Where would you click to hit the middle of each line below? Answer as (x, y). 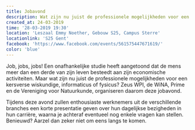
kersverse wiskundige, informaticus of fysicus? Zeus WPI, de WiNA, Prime (95, 85)
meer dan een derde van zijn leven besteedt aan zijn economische (86, 72)
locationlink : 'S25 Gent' (37, 38)
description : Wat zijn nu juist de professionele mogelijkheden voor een (98, 17)
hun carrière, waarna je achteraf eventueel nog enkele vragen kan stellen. (95, 114)
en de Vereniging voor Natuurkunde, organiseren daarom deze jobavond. (94, 90)
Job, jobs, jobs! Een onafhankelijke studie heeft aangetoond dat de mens (94, 66)
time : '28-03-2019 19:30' (37, 28)
